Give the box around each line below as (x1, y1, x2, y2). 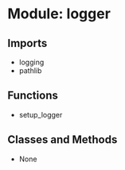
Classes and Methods (7, 133, 118, 147)
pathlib (18, 66, 42, 75)
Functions (7, 89, 59, 102)
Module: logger (7, 5, 111, 23)
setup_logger (18, 110, 63, 119)
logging (18, 57, 45, 67)
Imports (7, 37, 48, 50)
